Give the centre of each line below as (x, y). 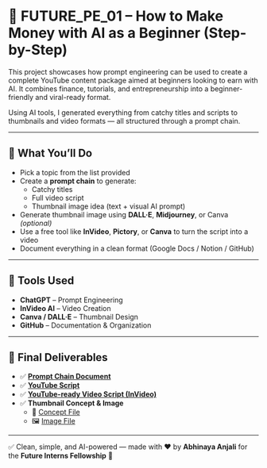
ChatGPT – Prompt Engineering (71, 300)
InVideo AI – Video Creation (65, 308)
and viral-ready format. (73, 97)
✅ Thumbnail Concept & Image (72, 403)
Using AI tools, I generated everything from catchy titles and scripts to (123, 112)
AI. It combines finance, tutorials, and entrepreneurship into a (108, 88)
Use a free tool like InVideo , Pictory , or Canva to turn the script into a (134, 231)
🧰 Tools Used (41, 281)
